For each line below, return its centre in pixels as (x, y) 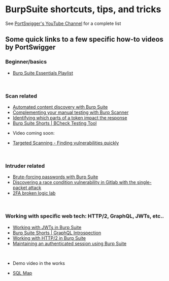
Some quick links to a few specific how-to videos (84, 39)
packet (20, 188)
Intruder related (25, 166)
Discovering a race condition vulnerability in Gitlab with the (74, 182)
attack (35, 188)
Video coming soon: (33, 133)
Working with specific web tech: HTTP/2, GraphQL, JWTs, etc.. (85, 216)
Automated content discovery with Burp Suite (60, 107)
